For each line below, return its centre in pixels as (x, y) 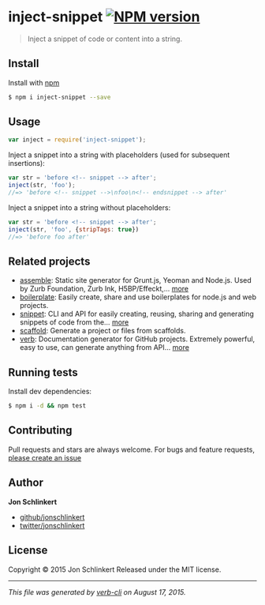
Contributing (40, 430)
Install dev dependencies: (50, 392)
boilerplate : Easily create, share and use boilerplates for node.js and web (138, 297)
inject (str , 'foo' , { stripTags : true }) (74, 229)
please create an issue (45, 457)
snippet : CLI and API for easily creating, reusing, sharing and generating (137, 314)
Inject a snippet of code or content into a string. (105, 39)
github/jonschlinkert (52, 517)
